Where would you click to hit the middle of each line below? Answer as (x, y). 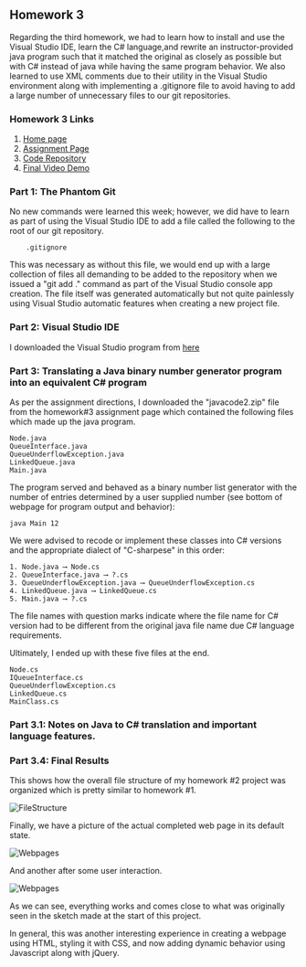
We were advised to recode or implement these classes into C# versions (146, 540)
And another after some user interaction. (86, 871)
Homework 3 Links (52, 119)
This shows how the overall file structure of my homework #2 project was (148, 781)
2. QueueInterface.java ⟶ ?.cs (69, 575)
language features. (53, 736)
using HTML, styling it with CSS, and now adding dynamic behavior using (148, 943)
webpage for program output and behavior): (92, 507)
